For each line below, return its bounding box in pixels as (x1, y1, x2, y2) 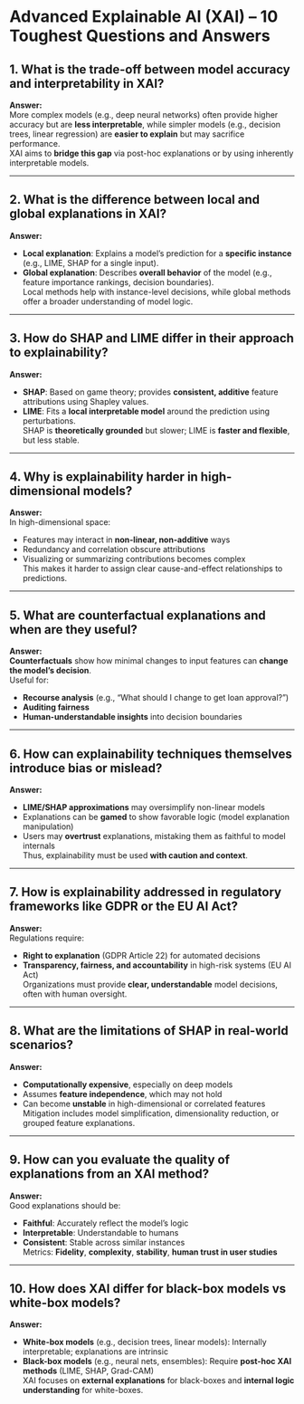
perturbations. (22, 415, 76, 426)
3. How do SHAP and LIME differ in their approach (9, 330, 294, 346)
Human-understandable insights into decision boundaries (22, 712, 242, 722)
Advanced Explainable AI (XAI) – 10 (9, 6, 279, 27)
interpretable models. (9, 158, 90, 168)
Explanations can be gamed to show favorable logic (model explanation (22, 812, 290, 823)
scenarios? (9, 1037, 74, 1053)
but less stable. (22, 435, 80, 445)
